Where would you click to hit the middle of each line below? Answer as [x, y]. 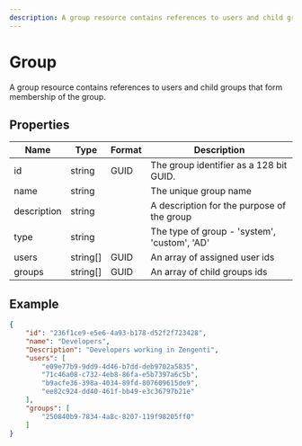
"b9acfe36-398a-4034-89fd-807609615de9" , [120, 383]
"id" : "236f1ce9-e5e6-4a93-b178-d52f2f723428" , [116, 334]
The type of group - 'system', [213, 232]
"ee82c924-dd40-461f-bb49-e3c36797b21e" [118, 392]
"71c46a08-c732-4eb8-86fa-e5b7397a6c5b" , [120, 375]
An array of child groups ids [209, 272]
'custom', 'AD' [180, 243]
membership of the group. [58, 96]
